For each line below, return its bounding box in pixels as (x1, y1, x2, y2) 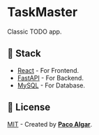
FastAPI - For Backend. (17, 73, 84, 82)
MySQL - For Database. (17, 81, 86, 90)
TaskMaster (7, 4, 78, 20)
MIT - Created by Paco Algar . (7, 120, 93, 128)
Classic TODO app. (7, 27, 62, 36)
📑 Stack (7, 48, 42, 59)
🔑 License (7, 101, 51, 113)
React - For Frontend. (17, 66, 79, 74)
